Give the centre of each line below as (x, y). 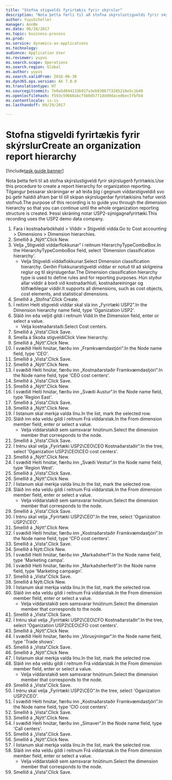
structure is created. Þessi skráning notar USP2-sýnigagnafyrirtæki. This (81, 213)
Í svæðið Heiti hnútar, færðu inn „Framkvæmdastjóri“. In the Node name (88, 348)
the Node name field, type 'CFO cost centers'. (62, 539)
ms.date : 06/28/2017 (28, 29)
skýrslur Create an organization (73, 146)
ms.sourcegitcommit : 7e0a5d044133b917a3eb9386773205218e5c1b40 (75, 91)
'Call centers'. (28, 729)
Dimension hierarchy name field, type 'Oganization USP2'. (74, 310)
